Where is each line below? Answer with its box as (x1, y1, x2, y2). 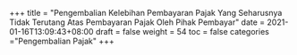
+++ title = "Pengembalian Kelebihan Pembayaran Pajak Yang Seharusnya (9, 8, 283, 18)
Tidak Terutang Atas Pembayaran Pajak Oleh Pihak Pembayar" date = (9, 17, 266, 27)
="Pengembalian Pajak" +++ (9, 35, 115, 46)
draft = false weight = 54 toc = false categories (95, 27, 270, 36)
